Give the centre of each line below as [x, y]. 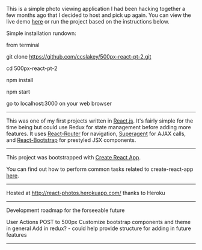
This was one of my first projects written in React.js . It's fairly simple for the [100, 121]
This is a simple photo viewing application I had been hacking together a [96, 9]
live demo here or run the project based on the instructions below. [88, 21]
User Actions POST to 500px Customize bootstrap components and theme [99, 222]
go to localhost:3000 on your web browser [59, 103]
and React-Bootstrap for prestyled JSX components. [71, 140]
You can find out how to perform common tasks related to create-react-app [100, 169]
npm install [20, 80]
